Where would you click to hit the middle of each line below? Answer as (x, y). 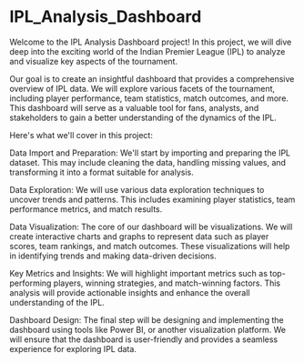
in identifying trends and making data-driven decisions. (113, 256)
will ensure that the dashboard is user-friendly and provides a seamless (144, 339)
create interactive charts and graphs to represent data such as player (139, 236)
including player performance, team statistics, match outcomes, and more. (149, 98)
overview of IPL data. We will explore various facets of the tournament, (142, 88)
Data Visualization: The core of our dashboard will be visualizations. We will (151, 227)
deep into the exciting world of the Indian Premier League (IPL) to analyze (147, 51)
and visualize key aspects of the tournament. (94, 61)
